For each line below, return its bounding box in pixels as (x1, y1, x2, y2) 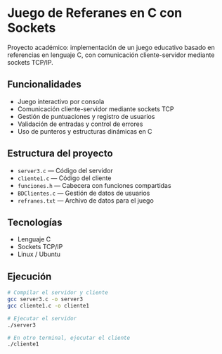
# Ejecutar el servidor (7, 315, 77, 322)
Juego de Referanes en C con (7, 5, 183, 21)
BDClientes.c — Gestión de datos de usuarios (17, 189, 150, 197)
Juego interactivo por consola (17, 97, 105, 106)
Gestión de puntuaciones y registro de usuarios (17, 112, 155, 120)
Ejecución (7, 270, 52, 282)
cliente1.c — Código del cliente (17, 174, 112, 182)
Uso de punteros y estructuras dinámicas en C (17, 127, 152, 135)
